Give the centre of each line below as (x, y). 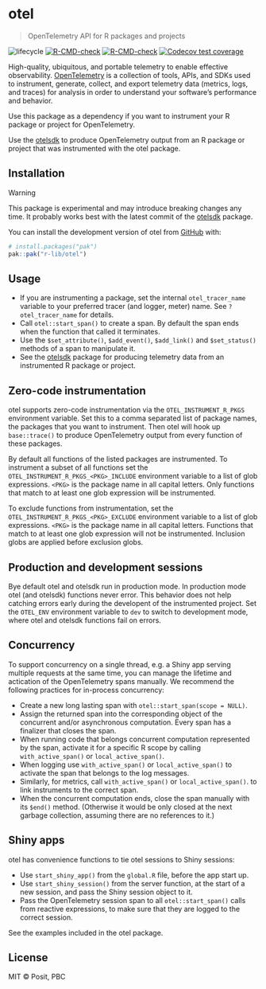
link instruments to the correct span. (79, 790)
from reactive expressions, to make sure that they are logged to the (130, 909)
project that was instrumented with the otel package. (94, 148)
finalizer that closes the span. (68, 730)
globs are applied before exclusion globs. (76, 542)
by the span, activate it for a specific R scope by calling (110, 747)
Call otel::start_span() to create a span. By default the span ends (129, 323)
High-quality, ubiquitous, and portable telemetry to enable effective (118, 66)
